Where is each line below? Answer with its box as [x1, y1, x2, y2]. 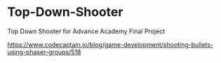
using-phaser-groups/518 [7, 48, 81, 56]
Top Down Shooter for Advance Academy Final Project [7, 27, 166, 35]
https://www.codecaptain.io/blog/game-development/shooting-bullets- [7, 40, 214, 48]
